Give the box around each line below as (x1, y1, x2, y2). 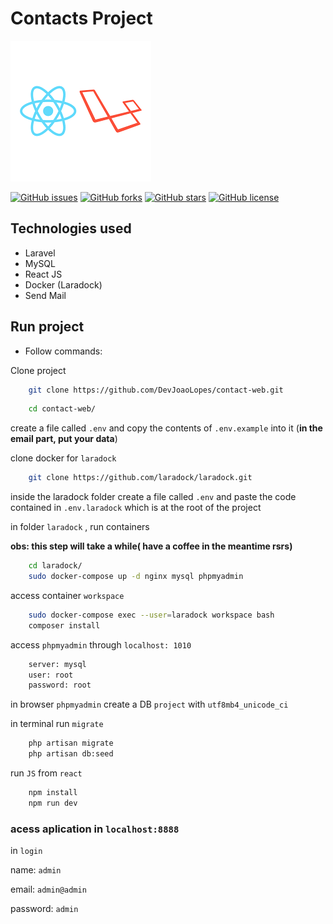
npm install (28, 788, 78, 798)
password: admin (10, 903, 79, 915)
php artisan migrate (28, 738, 114, 749)
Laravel (24, 247, 56, 259)
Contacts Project (10, 7, 153, 30)
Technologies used (10, 220, 132, 237)
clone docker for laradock (10, 452, 117, 464)
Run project (10, 318, 85, 336)
